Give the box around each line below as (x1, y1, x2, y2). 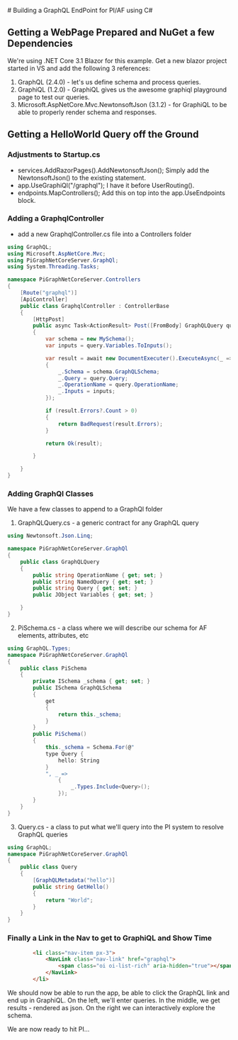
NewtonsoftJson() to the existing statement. (17, 173, 147, 182)
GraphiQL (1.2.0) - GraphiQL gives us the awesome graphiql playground (17, 85, 227, 94)
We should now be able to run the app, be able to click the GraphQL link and (7, 988, 230, 997)
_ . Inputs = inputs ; (57, 388, 115, 395)
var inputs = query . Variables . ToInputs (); (45, 342, 173, 350)
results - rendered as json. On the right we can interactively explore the (7, 1003, 216, 1012)
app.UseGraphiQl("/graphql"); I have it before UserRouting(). (17, 181, 195, 189)
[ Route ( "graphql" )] (20, 289, 78, 297)
